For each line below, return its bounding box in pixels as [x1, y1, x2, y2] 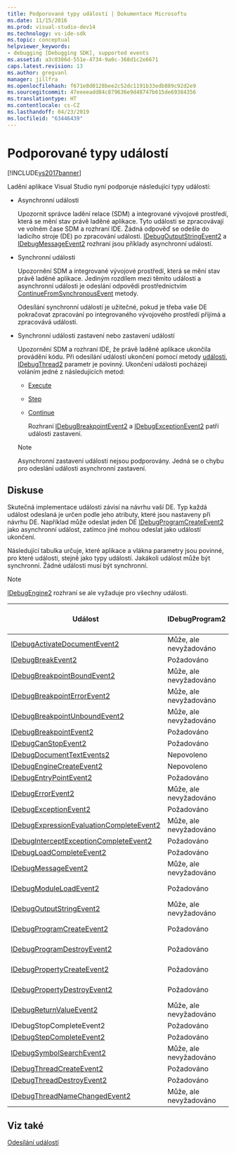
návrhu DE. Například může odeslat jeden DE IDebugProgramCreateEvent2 [7, 518, 224, 526]
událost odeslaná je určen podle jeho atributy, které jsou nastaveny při [7, 511, 211, 519]
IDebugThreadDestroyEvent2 [11, 1076, 107, 1085]
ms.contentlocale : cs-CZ [7, 102, 80, 109]
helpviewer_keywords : [7, 43, 71, 50]
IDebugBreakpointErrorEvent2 [11, 691, 110, 701]
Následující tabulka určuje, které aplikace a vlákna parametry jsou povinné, [7, 547, 224, 555]
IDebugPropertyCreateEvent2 [11, 964, 109, 974]
